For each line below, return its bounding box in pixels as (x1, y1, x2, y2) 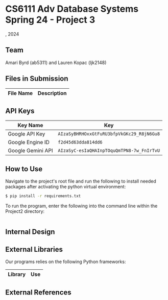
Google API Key (8, 130, 45, 137)
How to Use (5, 165, 43, 173)
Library (8, 271, 26, 278)
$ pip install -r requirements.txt (5, 193, 81, 199)
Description (37, 89, 67, 96)
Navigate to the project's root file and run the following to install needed (5, 178, 157, 185)
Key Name (17, 122, 43, 129)
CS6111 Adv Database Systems (5, 3, 139, 15)
